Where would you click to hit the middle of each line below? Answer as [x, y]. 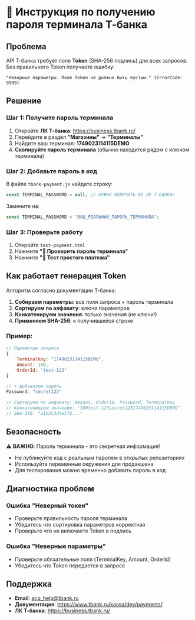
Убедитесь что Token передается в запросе [70, 565]
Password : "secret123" [34, 392]
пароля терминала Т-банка [77, 25]
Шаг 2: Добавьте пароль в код [52, 171]
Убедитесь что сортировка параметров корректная [80, 525]
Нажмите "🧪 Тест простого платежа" [62, 258]
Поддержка [29, 584]
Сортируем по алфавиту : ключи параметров [72, 308]
